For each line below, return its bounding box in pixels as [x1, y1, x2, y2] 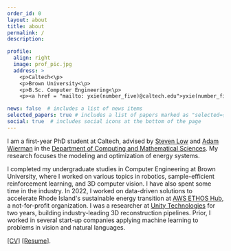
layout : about [7, 17, 48, 23]
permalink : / [7, 29, 45, 36]
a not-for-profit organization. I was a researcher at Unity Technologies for [7, 201, 215, 210]
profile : [7, 48, 32, 55]
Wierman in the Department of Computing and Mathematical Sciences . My [7, 144, 219, 152]
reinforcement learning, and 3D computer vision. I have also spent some [7, 179, 212, 188]
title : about [7, 23, 45, 30]
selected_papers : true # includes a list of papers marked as [7, 111, 189, 119]
